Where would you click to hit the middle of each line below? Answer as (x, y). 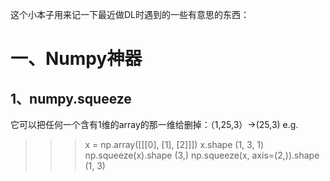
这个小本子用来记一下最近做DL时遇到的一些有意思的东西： (130, 14)
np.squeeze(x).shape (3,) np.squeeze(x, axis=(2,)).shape (202, 155)
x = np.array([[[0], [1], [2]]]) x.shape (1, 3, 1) (174, 144)
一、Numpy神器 (76, 59)
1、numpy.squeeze (71, 98)
